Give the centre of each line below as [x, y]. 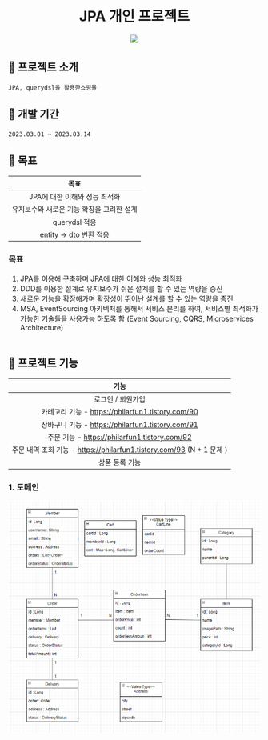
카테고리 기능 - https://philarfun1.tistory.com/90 [120, 412]
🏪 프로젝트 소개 [43, 68]
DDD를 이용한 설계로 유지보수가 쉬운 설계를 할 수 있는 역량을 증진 [121, 288]
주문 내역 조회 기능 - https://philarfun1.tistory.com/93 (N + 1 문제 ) [120, 450]
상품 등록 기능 [120, 462]
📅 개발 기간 [34, 114]
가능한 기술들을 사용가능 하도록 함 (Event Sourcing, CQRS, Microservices [136, 318]
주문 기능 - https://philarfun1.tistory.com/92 [120, 437]
